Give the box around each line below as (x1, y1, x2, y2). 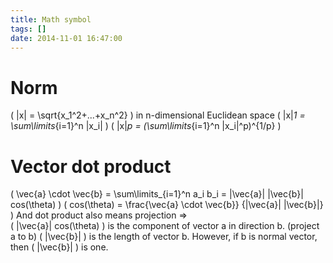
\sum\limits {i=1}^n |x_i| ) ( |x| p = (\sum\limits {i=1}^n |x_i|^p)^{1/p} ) (10, 120, 282, 132)
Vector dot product (10, 155, 172, 178)
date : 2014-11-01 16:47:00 (10, 33, 123, 43)
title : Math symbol (10, 14, 92, 25)
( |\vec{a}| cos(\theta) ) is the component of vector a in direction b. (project (10, 220, 320, 232)
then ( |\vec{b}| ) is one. (10, 241, 109, 253)
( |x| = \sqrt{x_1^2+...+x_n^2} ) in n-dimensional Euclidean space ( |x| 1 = (10, 109, 306, 121)
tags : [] (10, 24, 47, 34)
